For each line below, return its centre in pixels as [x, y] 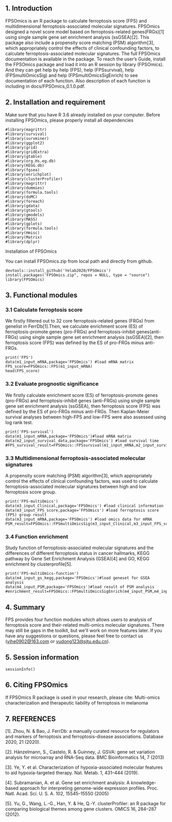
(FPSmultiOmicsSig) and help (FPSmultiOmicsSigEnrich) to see [72, 75]
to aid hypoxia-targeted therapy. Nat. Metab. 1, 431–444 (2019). [72, 773]
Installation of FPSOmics [31, 251]
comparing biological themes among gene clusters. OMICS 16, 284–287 [81, 809]
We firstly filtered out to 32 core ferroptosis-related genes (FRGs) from [80, 321]
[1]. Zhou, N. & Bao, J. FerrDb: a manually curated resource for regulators [82, 731]
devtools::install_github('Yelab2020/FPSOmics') [58, 270]
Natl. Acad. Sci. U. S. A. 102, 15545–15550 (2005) [57, 794]
